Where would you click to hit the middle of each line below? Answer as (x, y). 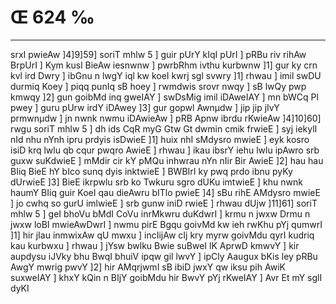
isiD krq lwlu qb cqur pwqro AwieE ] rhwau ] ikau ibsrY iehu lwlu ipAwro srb (165, 150)
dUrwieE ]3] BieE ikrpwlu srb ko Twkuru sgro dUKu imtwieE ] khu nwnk (156, 182)
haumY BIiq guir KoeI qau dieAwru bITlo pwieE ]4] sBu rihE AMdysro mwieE (165, 192)
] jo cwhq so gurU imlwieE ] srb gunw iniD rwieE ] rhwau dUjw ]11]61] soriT (164, 203)
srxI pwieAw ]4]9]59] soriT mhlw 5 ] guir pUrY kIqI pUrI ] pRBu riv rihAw (158, 54)
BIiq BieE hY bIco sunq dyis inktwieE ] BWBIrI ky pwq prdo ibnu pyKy (151, 171)
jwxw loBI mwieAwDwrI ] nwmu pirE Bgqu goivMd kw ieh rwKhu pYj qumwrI (166, 224)
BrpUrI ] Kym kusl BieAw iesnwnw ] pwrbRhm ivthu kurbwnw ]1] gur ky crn (164, 65)
